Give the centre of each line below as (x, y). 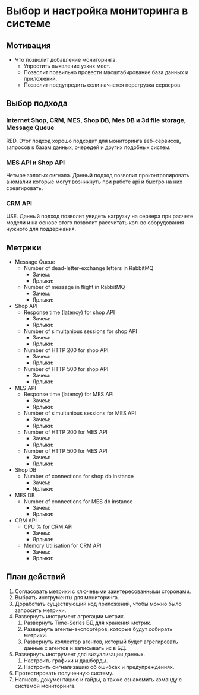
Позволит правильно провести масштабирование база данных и (106, 72)
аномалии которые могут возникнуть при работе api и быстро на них (94, 182)
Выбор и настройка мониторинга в (97, 11)
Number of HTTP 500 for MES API (66, 451)
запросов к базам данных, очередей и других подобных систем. (89, 147)
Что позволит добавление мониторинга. (66, 60)
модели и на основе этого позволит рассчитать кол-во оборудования (95, 223)
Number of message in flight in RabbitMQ (74, 287)
